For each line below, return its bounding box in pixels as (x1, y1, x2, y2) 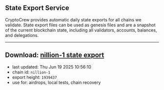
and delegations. (5, 32, 39, 38)
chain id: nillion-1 (12, 69, 50, 75)
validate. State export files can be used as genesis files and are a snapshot (5, 22, 156, 28)
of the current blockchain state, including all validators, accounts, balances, (5, 27, 157, 33)
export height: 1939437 (12, 74, 57, 80)
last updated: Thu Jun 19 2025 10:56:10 (12, 64, 91, 70)
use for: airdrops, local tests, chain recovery (12, 79, 101, 85)
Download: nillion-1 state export (5, 51, 104, 59)
